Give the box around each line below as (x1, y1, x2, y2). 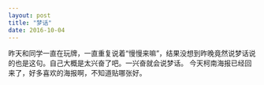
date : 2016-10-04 (8, 26, 65, 34)
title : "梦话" (8, 19, 53, 27)
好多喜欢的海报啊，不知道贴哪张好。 (28, 68, 147, 78)
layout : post (8, 11, 51, 20)
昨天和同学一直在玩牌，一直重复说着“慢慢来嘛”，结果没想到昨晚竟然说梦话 (8, 49, 250, 58)
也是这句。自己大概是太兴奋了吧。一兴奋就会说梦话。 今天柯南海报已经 (14, 58, 245, 68)
